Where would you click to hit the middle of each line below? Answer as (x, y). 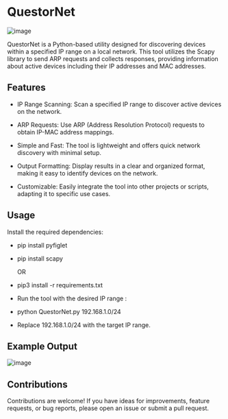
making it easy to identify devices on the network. (87, 173)
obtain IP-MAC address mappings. (65, 132)
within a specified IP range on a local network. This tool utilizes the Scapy (111, 51)
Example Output (42, 346)
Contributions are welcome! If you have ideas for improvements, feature (109, 401)
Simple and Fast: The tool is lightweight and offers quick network (109, 145)
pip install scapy (40, 259)
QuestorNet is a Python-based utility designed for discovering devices (106, 44)
